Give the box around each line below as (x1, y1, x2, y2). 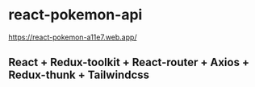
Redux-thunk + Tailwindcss (8, 68, 150, 82)
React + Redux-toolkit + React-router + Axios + (8, 56, 250, 69)
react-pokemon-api (8, 6, 143, 24)
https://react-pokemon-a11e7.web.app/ (8, 32, 137, 42)
